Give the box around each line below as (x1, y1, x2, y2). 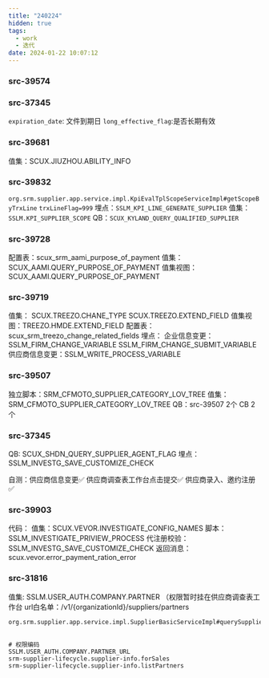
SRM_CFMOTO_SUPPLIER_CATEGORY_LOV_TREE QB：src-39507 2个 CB (8, 399, 250, 409)
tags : (8, 26, 26, 35)
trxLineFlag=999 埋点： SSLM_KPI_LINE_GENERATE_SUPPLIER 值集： (38, 202, 251, 213)
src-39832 (8, 177, 52, 188)
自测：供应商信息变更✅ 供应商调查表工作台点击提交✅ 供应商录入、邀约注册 (8, 475, 256, 484)
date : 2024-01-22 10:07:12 (8, 49, 98, 57)
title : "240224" (8, 11, 62, 20)
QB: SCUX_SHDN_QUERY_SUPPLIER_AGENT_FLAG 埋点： (8, 449, 200, 458)
